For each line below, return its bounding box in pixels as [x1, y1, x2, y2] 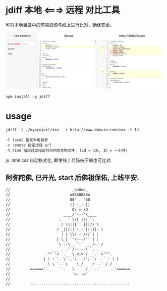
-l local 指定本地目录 [5, 138, 48, 143]
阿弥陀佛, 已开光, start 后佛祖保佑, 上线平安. [5, 173, 139, 182]
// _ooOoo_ [5, 188, 88, 193]
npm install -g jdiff [5, 94, 51, 99]
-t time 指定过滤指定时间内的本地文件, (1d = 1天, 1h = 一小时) [5, 148, 128, 153]
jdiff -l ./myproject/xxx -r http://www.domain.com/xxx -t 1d [5, 127, 139, 133]
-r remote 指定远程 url [5, 143, 52, 148]
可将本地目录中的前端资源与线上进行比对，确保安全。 [5, 22, 114, 28]
